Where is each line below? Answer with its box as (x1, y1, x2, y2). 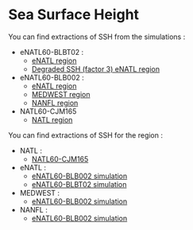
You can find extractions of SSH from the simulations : (8, 32, 186, 41)
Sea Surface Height (8, 6, 140, 24)
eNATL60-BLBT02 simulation (31, 179, 127, 189)
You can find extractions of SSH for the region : (8, 130, 164, 140)
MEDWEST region (31, 89, 91, 99)
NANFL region (31, 98, 79, 107)
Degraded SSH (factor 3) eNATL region (31, 64, 160, 73)
